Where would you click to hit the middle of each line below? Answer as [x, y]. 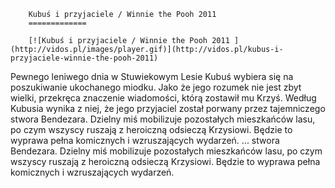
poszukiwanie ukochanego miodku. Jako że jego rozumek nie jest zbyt [156, 87]
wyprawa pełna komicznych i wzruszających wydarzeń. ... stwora [145, 140]
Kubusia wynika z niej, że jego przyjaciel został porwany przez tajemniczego [168, 108]
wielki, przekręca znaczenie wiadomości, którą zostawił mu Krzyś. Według [163, 98]
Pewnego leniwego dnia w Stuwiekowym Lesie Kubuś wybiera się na [152, 76]
